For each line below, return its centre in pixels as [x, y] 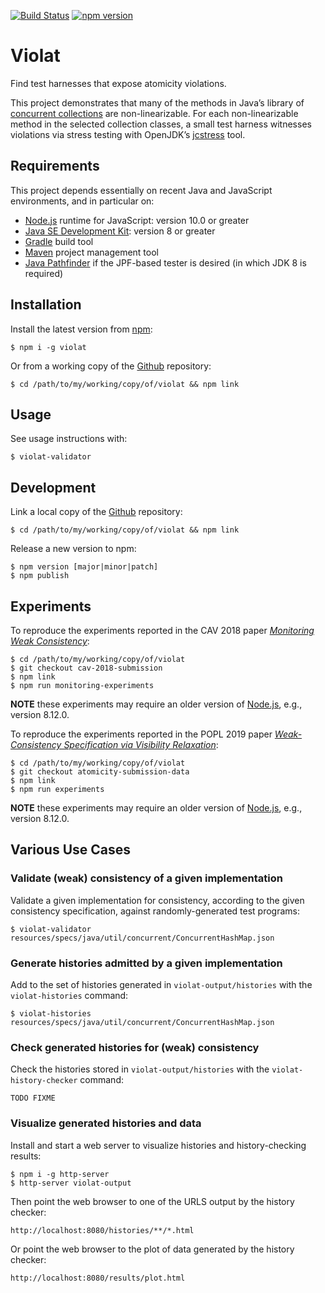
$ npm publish [40, 576]
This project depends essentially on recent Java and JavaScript [141, 190]
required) [44, 273]
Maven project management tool [91, 252]
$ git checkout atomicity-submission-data [100, 772]
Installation [46, 305]
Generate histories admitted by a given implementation [146, 963]
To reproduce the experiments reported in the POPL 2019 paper [141, 734]
